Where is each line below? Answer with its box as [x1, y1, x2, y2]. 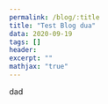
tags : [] [9, 37, 41, 47]
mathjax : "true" [9, 63, 68, 71]
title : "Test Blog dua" [9, 21, 97, 30]
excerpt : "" [9, 54, 53, 63]
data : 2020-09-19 [9, 29, 73, 38]
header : [9, 46, 38, 55]
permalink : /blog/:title [9, 12, 100, 22]
